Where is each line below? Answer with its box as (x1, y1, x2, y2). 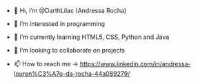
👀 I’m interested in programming (13, 20, 106, 27)
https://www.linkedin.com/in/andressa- (79, 60, 191, 68)
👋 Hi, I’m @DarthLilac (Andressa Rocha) (13, 7, 127, 14)
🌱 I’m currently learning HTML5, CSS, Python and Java (13, 33, 170, 41)
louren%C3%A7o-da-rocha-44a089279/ (13, 70, 130, 78)
